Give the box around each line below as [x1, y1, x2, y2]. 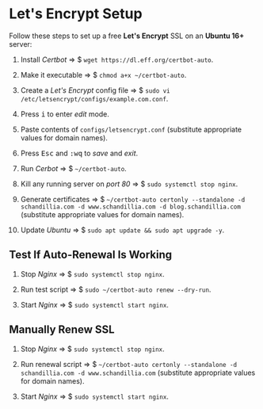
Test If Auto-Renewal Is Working [9, 248, 173, 262]
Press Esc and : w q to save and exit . [20, 148, 139, 158]
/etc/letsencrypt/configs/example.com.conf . [20, 94, 169, 103]
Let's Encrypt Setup [9, 5, 143, 23]
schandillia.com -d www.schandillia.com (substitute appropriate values [20, 368, 256, 377]
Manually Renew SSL [9, 323, 115, 337]
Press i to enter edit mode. [20, 109, 110, 119]
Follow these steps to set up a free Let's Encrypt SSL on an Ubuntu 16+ [9, 31, 245, 40]
